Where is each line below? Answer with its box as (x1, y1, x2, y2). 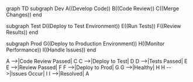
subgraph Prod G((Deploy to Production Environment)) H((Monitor (6, 40, 165, 47)
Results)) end (6, 29, 39, 36)
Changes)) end (6, 11, 42, 18)
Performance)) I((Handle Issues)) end (6, 46, 96, 53)
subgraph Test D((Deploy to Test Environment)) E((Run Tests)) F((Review (6, 23, 181, 29)
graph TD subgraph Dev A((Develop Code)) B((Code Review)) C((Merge (6, 5, 180, 12)
